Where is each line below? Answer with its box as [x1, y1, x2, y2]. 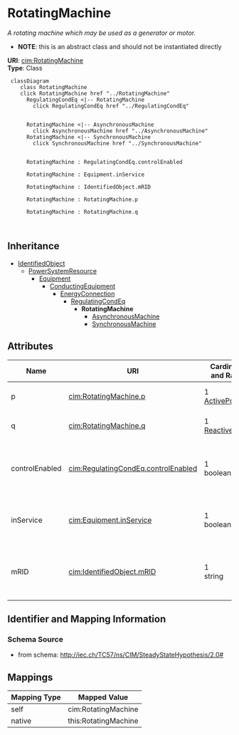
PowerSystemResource [28, 266, 97, 275]
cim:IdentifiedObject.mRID [68, 566, 156, 576]
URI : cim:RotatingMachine [7, 56, 84, 65]
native [11, 716, 32, 726]
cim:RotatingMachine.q [68, 420, 146, 430]
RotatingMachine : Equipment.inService [26, 171, 144, 178]
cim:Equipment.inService [68, 515, 152, 525]
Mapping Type [11, 692, 61, 702]
